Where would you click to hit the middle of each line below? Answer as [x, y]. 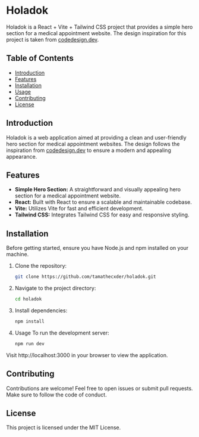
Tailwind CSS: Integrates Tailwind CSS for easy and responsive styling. [102, 215]
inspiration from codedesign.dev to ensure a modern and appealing [89, 150]
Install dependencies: [41, 310]
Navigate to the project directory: [55, 288]
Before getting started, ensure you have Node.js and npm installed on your [97, 248]
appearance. [22, 156]
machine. [18, 255]
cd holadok [28, 299]
